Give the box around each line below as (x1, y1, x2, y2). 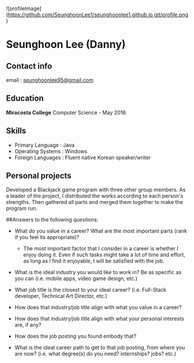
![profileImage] (6, 5, 42, 12)
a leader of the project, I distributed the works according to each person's (6, 192, 184, 199)
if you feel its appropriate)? (14, 234, 80, 241)
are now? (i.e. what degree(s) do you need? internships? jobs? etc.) (14, 350, 177, 357)
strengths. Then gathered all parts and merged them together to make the (6, 199, 184, 206)
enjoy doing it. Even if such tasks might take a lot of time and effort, (23, 251, 185, 258)
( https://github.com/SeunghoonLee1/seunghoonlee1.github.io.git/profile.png (6, 11, 188, 18)
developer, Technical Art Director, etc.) (14, 292, 108, 300)
